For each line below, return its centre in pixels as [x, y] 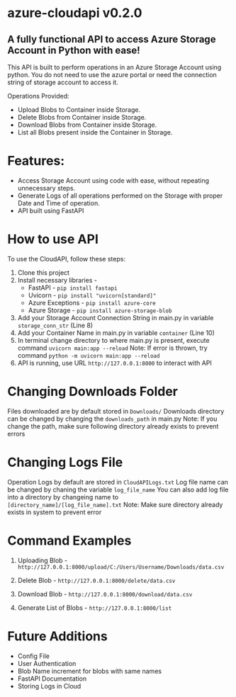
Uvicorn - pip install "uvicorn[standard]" [92, 295]
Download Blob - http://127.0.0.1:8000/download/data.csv [105, 594]
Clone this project [43, 272]
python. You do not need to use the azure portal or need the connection [112, 75]
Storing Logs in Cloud [49, 686]
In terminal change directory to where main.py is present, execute [114, 340]
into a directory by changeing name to [63, 497]
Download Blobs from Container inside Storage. [87, 125]
